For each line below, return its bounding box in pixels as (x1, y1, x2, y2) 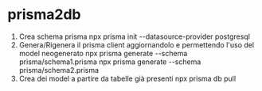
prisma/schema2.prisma (18, 65, 100, 74)
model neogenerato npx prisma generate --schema (18, 48, 188, 58)
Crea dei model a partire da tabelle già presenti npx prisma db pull (18, 74, 237, 83)
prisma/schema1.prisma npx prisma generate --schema (18, 57, 201, 66)
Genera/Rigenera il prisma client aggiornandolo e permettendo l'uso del (18, 40, 255, 49)
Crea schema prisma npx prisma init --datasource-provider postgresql (18, 32, 250, 41)
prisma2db (7, 6, 81, 24)
